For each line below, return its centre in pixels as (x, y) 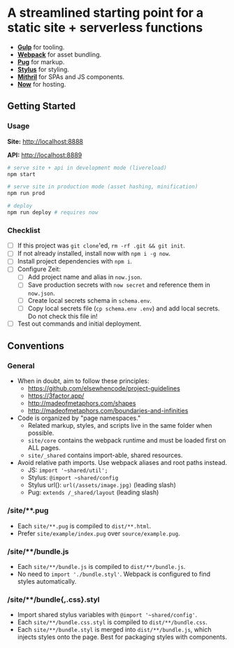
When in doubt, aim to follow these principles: (83, 381)
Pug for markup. (41, 62)
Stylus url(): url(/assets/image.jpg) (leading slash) (102, 485)
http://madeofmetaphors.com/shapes (82, 403)
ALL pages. (44, 448)
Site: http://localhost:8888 (45, 141)
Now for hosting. (42, 84)
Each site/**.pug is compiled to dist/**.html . (84, 526)
